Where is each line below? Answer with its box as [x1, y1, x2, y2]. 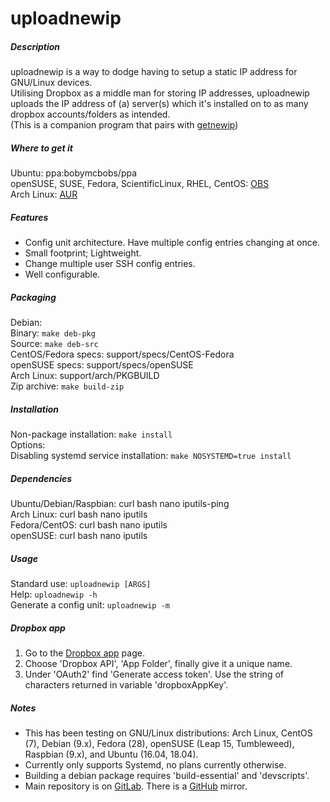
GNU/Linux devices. [10, 77, 93, 89]
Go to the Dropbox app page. [24, 647, 145, 659]
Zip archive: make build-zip [10, 380, 125, 392]
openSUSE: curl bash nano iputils [10, 530, 148, 541]
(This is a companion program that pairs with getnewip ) [10, 119, 239, 131]
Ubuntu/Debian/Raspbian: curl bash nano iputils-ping [10, 498, 230, 509]
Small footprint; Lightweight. [24, 247, 142, 259]
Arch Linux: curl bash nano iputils [10, 508, 148, 520]
